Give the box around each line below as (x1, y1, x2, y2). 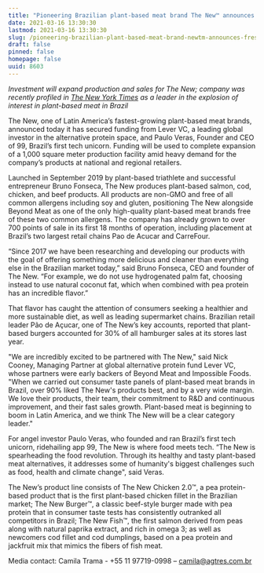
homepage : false (8, 56, 61, 64)
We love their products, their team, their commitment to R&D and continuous (8, 393, 255, 403)
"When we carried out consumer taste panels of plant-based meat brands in (8, 377, 255, 386)
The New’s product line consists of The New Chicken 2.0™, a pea (8, 482, 218, 491)
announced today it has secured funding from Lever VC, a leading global (8, 124, 244, 133)
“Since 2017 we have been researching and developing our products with (8, 246, 245, 256)
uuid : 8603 (8, 63, 44, 71)
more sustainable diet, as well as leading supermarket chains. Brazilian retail (8, 312, 255, 321)
